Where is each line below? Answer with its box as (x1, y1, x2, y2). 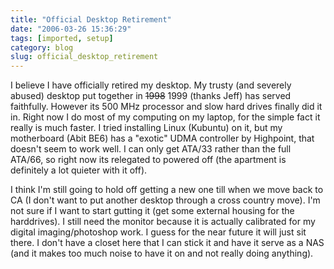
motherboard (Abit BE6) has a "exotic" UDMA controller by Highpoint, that (10, 132, 315, 145)
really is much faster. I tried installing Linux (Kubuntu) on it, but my (10, 122, 283, 134)
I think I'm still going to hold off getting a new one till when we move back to (10, 184, 324, 196)
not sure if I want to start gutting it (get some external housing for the (10, 205, 295, 217)
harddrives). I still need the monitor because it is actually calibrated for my (10, 216, 316, 228)
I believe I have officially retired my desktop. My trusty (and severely (10, 79, 292, 91)
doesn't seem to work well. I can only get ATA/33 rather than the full (10, 143, 292, 155)
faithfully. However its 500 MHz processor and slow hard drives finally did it (10, 101, 323, 113)
